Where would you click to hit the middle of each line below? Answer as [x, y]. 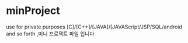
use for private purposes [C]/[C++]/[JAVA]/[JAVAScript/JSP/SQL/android [94, 27]
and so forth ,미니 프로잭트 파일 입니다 [50, 34]
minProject [33, 11]
